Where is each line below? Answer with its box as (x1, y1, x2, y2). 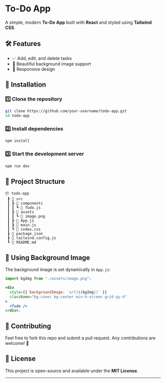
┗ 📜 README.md (7, 240, 37, 245)
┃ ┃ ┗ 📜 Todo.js (7, 205, 41, 211)
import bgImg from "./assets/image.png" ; (5, 276, 92, 281)
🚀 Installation (5, 80, 46, 89)
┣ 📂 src (7, 197, 23, 202)
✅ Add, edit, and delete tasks (12, 55, 72, 61)
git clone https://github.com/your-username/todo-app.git (5, 109, 127, 114)
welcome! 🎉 (5, 340, 29, 346)
